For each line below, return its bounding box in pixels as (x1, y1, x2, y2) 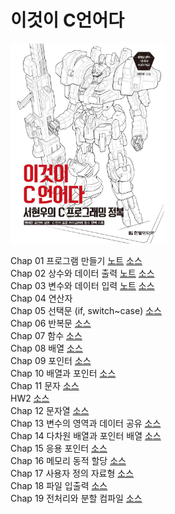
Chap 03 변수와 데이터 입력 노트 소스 (10, 279, 155, 291)
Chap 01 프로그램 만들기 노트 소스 (10, 254, 143, 266)
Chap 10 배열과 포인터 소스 (10, 367, 117, 379)
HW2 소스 (10, 392, 50, 404)
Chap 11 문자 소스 (10, 379, 80, 391)
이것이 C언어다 (10, 9, 125, 32)
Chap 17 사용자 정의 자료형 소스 (10, 467, 135, 479)
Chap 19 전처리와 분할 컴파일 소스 (10, 492, 143, 504)
